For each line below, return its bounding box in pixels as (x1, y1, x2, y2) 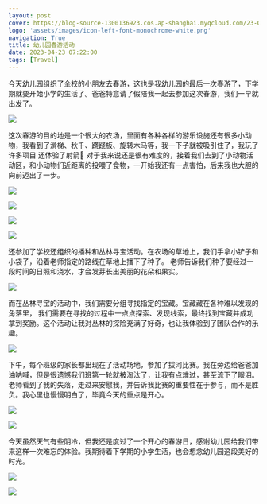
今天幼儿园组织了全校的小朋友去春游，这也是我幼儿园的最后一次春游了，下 (8, 79, 252, 88)
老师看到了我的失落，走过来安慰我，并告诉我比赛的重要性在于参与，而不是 (8, 379, 252, 390)
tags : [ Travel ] (8, 56, 59, 64)
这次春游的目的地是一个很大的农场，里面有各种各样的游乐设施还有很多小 (8, 130, 245, 140)
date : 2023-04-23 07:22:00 (8, 48, 98, 56)
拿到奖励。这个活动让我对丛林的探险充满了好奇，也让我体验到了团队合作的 (8, 318, 252, 328)
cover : (8, 19, 30, 27)
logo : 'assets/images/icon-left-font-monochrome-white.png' (8, 26, 212, 34)
